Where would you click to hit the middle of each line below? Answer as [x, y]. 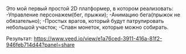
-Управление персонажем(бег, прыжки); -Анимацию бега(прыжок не [93, 15]
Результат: [19, 38]
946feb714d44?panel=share [40, 45]
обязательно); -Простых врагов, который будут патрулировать [85, 21]
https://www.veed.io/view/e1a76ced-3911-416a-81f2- [98, 38]
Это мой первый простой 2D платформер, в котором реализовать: [90, 9]
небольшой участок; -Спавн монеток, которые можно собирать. [87, 27]
